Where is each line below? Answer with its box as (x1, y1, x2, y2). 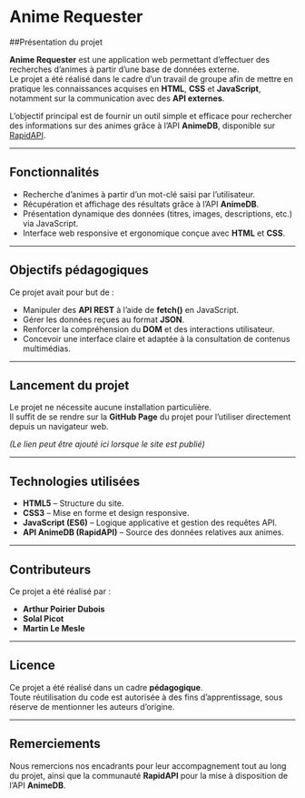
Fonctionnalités (9, 165, 100, 180)
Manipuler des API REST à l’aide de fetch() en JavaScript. (22, 304, 239, 315)
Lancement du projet (9, 378, 130, 393)
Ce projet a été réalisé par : (9, 586, 112, 597)
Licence (9, 658, 56, 673)
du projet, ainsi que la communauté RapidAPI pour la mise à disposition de (9, 770, 289, 781)
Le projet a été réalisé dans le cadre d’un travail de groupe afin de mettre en (9, 73, 293, 84)
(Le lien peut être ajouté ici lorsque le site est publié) (9, 439, 206, 450)
